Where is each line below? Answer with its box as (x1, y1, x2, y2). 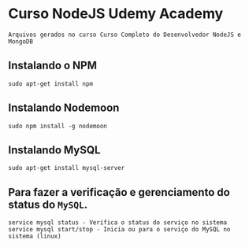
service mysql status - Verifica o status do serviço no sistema (8, 219, 227, 227)
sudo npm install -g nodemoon (8, 122, 108, 130)
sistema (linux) (8, 233, 61, 241)
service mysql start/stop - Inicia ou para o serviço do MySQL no (8, 226, 231, 234)
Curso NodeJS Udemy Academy (8, 5, 224, 23)
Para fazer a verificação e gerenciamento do (8, 186, 230, 199)
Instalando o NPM (8, 59, 97, 72)
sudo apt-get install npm (8, 79, 93, 87)
